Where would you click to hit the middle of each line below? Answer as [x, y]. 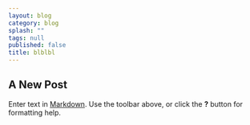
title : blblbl [32, 53]
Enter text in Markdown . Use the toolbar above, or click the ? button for [125, 104]
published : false [37, 45]
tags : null [26, 38]
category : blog [34, 23]
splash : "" [26, 30]
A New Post [38, 85]
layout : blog [30, 16]
